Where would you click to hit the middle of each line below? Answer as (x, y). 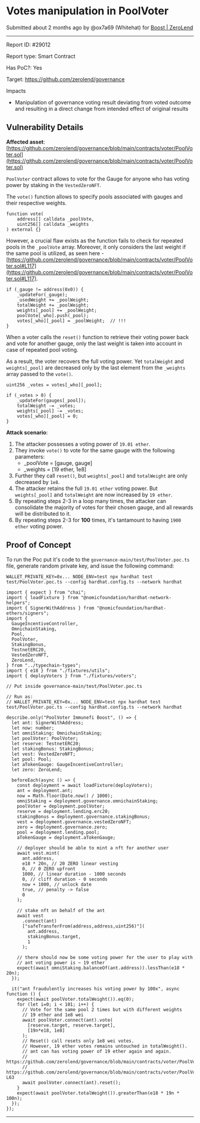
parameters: (30, 457)
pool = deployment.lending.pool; (58, 832)
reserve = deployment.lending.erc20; (64, 811)
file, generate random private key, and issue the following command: (90, 566)
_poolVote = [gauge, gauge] (58, 463)
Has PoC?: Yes (24, 67)
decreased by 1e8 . (37, 482)
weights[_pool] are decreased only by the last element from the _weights (96, 367)
